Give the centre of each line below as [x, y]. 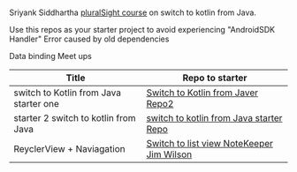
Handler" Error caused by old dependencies [89, 39]
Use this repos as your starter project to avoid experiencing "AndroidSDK [142, 29]
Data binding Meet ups [51, 56]
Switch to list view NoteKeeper [210, 143]
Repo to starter [215, 78]
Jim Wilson [169, 154]
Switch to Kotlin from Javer [202, 93]
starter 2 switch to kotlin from [75, 117]
